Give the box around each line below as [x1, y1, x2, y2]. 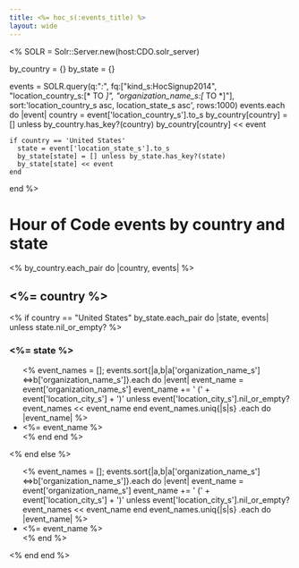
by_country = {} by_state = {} [9, 64, 115, 74]
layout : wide [9, 21, 58, 30]
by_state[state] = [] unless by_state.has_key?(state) [17, 151, 226, 161]
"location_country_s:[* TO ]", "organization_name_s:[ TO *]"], [9, 90, 235, 101]
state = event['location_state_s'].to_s [17, 144, 170, 153]
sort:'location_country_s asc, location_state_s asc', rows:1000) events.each [9, 99, 286, 110]
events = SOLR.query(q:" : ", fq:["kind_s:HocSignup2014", [9, 81, 218, 91]
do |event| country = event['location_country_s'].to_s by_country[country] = [9, 109, 288, 120]
